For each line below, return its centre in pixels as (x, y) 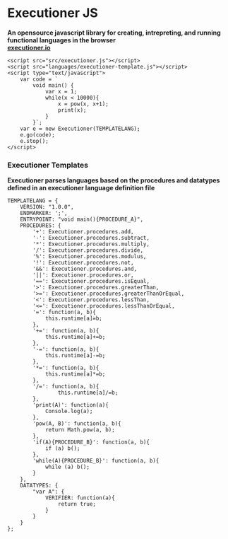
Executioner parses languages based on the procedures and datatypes (114, 180)
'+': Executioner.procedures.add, (83, 232)
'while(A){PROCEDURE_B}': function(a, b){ (96, 461)
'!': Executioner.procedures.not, (83, 263)
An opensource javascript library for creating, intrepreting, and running (114, 33)
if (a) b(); (62, 448)
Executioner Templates (48, 165)
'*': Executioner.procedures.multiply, (91, 244)
